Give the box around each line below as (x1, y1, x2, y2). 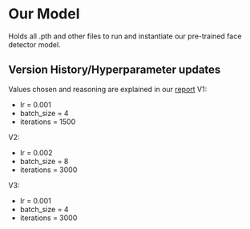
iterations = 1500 (19, 117, 76, 127)
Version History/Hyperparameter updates (8, 63, 221, 77)
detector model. (8, 39, 62, 49)
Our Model (8, 5, 80, 23)
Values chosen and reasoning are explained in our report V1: (8, 84, 208, 94)
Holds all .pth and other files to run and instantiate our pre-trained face (8, 31, 242, 41)
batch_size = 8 (19, 156, 69, 166)
